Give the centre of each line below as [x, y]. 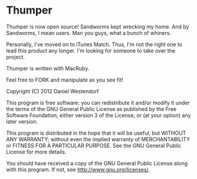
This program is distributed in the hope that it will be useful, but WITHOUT [96, 133]
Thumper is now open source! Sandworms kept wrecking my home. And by [98, 27]
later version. [22, 121]
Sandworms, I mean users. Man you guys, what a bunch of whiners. [89, 32]
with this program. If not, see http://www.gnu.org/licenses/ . [78, 170]
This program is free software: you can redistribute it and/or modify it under [98, 102]
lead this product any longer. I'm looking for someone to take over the [91, 50]
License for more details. [36, 152]
